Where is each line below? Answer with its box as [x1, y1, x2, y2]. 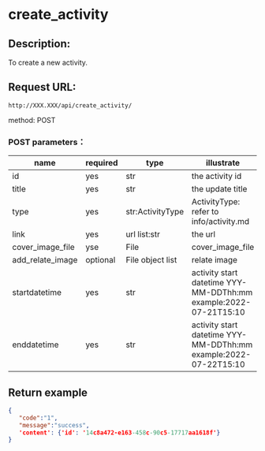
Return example [8, 386, 88, 399]
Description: [8, 37, 71, 50]
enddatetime [12, 339, 59, 350]
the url [192, 229, 215, 240]
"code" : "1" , [18, 414, 58, 422]
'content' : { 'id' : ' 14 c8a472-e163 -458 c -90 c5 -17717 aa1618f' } [18, 428, 221, 437]
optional [85, 255, 116, 266]
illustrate [206, 158, 241, 169]
